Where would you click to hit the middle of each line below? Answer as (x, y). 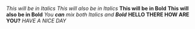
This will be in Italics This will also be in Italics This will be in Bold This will (97, 8)
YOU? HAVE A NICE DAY (36, 21)
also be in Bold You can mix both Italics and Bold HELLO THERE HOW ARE (98, 14)
